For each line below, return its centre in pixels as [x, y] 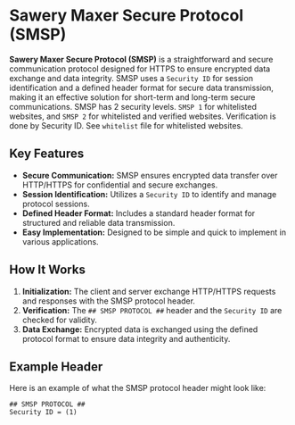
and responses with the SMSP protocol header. [109, 301]
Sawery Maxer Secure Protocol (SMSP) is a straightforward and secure [141, 59]
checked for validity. [60, 320]
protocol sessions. [56, 204]
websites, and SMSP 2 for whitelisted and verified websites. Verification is [143, 116]
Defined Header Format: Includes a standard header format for [139, 213]
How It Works [48, 270]
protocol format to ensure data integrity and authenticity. [126, 338]
